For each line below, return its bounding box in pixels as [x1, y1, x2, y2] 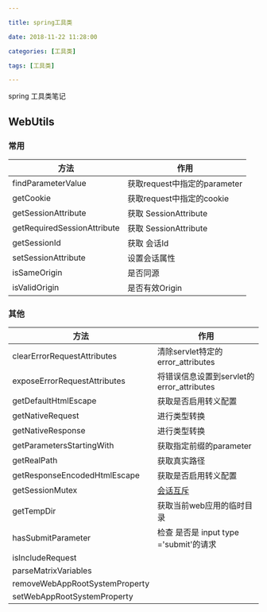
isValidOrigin [12, 281, 60, 292]
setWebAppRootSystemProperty [12, 591, 133, 602]
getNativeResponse [12, 425, 86, 436]
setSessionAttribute [12, 252, 86, 263]
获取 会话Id [127, 238, 169, 249]
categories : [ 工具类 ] [8, 47, 76, 56]
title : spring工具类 [8, 18, 73, 26]
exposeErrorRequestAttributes [12, 375, 126, 386]
